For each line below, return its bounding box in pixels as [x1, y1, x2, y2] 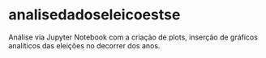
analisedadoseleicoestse [8, 6, 181, 24]
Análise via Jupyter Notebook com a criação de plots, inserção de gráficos [8, 32, 258, 42]
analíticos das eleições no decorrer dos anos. [8, 40, 161, 50]
